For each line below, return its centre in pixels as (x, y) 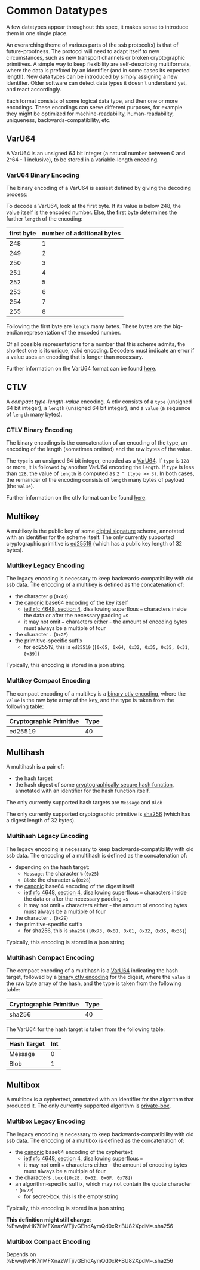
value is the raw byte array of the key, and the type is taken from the (90, 700)
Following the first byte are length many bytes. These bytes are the (89, 326)
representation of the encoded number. (73, 333)
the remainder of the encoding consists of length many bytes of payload (96, 480)
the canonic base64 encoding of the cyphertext (73, 1152)
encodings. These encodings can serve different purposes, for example (94, 107)
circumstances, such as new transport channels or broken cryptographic (96, 57)
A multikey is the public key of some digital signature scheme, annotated (96, 531)
